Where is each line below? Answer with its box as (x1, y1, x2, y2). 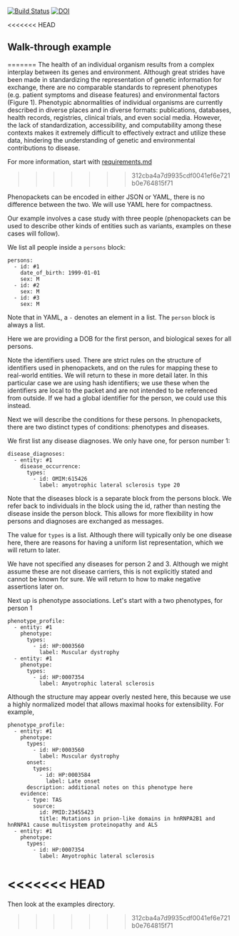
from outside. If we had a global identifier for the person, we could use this (7, 393, 227, 402)
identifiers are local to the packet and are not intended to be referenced (7, 386, 218, 395)
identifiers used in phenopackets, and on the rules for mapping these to (7, 363, 218, 372)
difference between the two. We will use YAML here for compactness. (7, 200, 213, 208)
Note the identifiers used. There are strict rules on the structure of (7, 355, 202, 364)
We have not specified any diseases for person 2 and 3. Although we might (7, 559, 228, 568)
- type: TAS (26, 796, 62, 803)
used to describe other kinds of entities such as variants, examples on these (7, 221, 232, 230)
